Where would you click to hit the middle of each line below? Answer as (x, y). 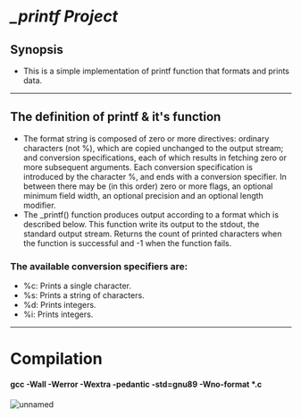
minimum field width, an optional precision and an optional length (143, 195)
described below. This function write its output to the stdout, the (141, 224)
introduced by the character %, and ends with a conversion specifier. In (155, 176)
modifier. (39, 205)
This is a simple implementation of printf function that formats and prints (156, 71)
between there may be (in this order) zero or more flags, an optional (148, 186)
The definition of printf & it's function (116, 117)
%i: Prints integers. (58, 314)
